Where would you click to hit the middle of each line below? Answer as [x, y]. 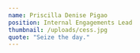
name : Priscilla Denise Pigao [58, 15]
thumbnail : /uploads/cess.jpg [58, 30]
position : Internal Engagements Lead [70, 23]
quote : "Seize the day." [49, 37]
